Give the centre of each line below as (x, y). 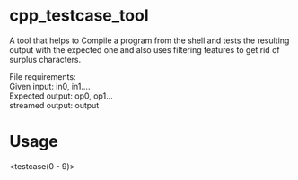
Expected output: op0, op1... (61, 96)
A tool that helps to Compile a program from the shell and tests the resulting (149, 40)
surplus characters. (45, 59)
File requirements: (43, 76)
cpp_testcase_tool (79, 16)
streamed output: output (54, 105)
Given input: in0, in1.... (50, 86)
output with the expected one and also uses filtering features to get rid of (145, 49)
